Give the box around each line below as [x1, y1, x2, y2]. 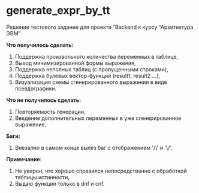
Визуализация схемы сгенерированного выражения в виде [14, 79, 168, 86]
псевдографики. [14, 85, 57, 92]
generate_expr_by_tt [6, 4, 110, 17]
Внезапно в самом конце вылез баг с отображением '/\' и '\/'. [14, 144, 173, 151]
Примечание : [6, 155, 42, 162]
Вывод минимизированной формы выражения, [14, 59, 136, 67]
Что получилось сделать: [6, 41, 74, 49]
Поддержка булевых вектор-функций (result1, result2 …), [14, 72, 161, 79]
